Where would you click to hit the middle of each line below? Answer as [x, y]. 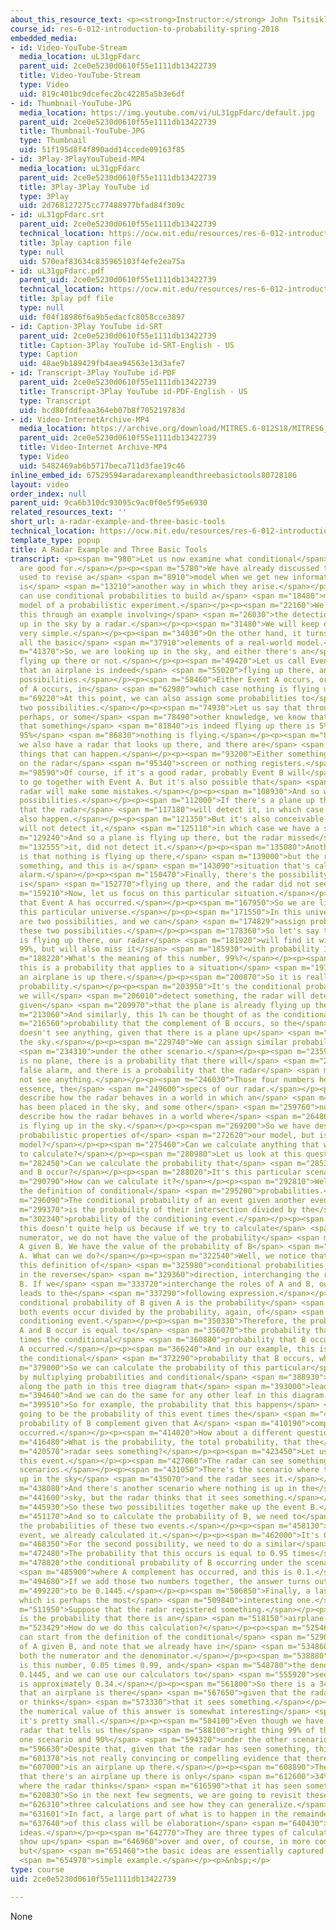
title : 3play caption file [75, 242]
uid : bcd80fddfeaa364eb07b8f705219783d [102, 410]
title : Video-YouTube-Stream [80, 76]
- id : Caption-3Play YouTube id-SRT [86, 326]
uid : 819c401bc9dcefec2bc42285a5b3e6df [102, 94]
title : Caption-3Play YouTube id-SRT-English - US [127, 345]
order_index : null [48, 494]
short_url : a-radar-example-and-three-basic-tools [118, 522]
